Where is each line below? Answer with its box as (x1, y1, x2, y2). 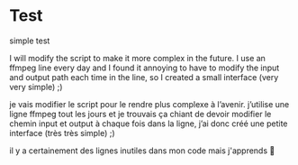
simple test (9, 35, 50, 46)
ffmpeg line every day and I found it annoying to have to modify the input (9, 62, 280, 73)
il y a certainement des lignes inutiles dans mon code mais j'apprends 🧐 (9, 145, 275, 156)
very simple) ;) (9, 81, 63, 92)
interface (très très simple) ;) (9, 127, 115, 138)
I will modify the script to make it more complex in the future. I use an (9, 52, 266, 63)
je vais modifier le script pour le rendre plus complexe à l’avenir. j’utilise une (9, 98, 290, 109)
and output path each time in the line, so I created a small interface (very (9, 71, 279, 82)
